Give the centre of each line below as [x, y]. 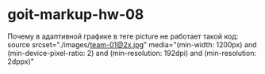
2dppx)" [21, 61]
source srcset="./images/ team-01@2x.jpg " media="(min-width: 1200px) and [132, 44]
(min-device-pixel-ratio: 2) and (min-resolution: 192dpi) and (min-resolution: [132, 53]
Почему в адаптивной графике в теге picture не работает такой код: [123, 36]
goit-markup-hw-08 [76, 15]
